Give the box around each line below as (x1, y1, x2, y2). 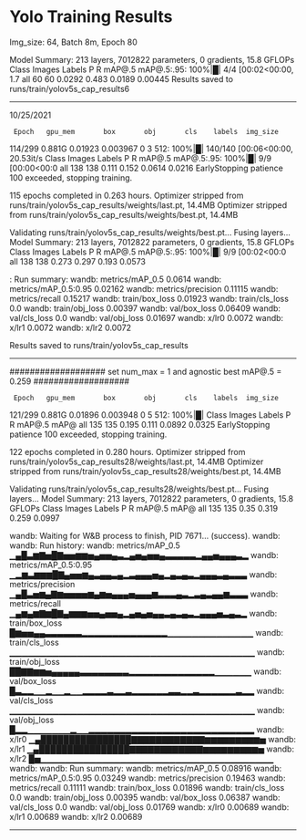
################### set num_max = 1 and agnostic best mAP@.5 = (9, 366, 282, 377)
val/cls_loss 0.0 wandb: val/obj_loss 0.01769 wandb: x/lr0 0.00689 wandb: (9, 801, 290, 813)
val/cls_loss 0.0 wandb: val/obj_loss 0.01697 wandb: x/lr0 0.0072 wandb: (9, 312, 284, 323)
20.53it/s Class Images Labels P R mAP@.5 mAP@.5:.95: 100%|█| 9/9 (9, 152, 271, 163)
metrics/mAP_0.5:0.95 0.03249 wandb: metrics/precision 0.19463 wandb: (9, 773, 286, 783)
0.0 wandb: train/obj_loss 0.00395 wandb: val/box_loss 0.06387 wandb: (9, 792, 280, 803)
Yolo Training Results (9, 6, 173, 27)
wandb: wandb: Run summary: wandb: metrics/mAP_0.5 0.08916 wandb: (9, 762, 282, 773)
